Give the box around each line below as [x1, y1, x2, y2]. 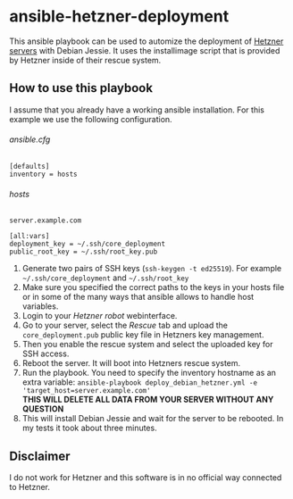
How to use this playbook [9, 80, 154, 96]
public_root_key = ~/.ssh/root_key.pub [9, 247, 158, 256]
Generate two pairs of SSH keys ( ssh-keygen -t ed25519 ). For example [21, 263, 282, 274]
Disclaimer [9, 448, 71, 463]
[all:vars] [9, 232, 50, 241]
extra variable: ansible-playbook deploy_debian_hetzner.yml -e [21, 377, 257, 387]
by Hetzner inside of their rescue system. [9, 54, 162, 65]
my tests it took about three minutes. [21, 422, 158, 434]
